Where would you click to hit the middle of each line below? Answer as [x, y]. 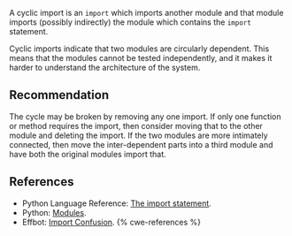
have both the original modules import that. [88, 154]
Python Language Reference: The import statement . [117, 203]
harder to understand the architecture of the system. [105, 67]
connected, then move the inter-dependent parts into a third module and [141, 144]
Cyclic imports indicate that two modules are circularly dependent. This [139, 49]
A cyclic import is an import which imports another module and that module [146, 13]
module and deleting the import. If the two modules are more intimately [138, 135]
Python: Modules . [54, 212]
